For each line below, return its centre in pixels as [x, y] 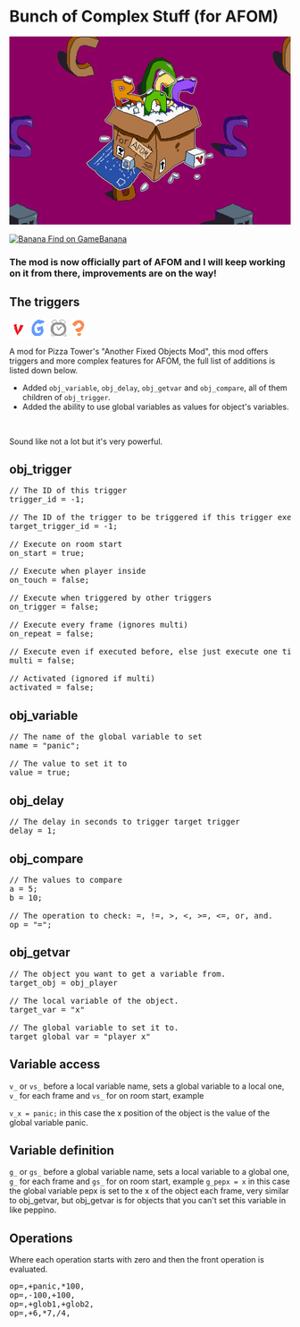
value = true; [40, 773]
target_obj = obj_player [63, 983]
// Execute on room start [66, 544]
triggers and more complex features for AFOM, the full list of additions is [142, 361]
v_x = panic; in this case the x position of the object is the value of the [140, 1113]
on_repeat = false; [52, 634]
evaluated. [29, 1270]
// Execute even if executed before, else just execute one [144, 652]
